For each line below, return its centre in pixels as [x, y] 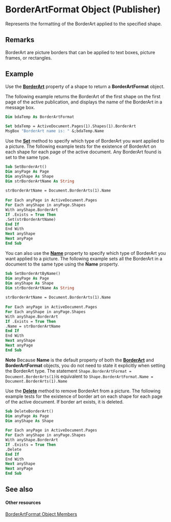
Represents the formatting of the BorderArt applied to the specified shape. [84, 24]
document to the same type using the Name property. [62, 264]
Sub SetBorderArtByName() [33, 273]
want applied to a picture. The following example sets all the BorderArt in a [84, 258]
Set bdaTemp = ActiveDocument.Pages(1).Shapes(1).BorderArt [71, 126]
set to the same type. [28, 158]
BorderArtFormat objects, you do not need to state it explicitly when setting [85, 365]
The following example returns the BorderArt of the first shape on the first [83, 96]
